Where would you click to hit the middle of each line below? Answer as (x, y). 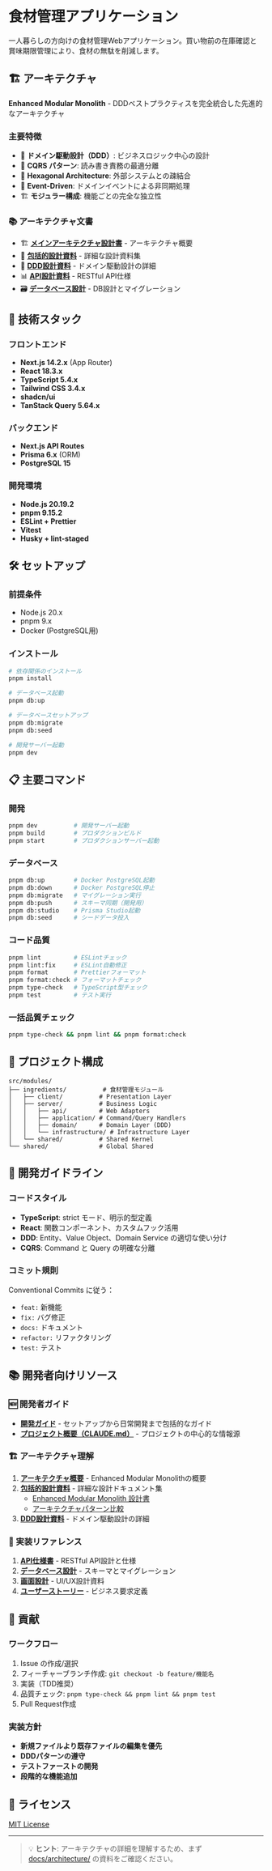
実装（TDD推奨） (49, 1683)
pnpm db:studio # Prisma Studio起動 (74, 910)
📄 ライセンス (40, 1804)
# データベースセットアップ (48, 716)
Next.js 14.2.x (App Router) (66, 363)
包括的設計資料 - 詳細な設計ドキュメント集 (91, 1488)
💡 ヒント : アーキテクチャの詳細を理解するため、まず (115, 1848)
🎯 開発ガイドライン (56, 1174)
